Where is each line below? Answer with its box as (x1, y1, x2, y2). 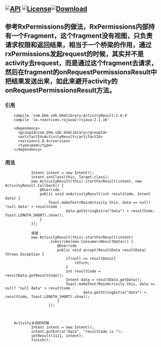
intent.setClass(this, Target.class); (31, 175, 110, 180)
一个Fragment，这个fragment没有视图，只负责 (11, 32, 153, 40)
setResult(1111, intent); (31, 333, 83, 338)
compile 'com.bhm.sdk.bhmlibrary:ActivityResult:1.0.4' (14, 113, 129, 118)
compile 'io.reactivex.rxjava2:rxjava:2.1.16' (14, 117, 110, 123)
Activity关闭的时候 (14, 321, 49, 326)
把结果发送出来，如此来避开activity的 (5, 77, 118, 85)
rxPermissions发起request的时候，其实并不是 (5, 49, 144, 58)
